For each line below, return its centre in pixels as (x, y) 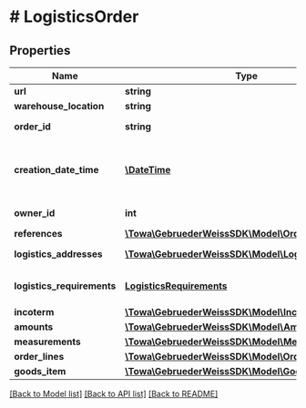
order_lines (39, 357)
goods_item (40, 371)
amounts (34, 327)
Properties (40, 51)
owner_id (35, 213)
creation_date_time (56, 170)
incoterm (34, 312)
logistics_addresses (58, 254)
